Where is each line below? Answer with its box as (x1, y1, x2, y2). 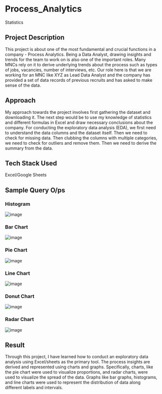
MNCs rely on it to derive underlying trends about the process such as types (5, 61, 158, 67)
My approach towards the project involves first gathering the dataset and (5, 109, 151, 115)
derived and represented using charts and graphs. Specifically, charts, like (5, 364, 153, 370)
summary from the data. (5, 145, 53, 151)
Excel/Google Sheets (5, 172, 47, 178)
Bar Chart (5, 224, 28, 230)
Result (5, 341, 25, 349)
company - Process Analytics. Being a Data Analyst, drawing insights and (5, 51, 151, 57)
